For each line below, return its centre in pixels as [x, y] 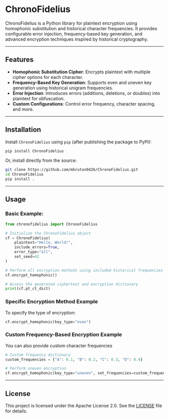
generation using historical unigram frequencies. [63, 88]
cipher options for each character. [48, 77]
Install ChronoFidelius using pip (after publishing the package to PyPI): [78, 142]
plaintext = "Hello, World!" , [44, 243]
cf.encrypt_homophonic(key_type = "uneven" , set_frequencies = [70, 373]
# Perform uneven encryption [36, 369]
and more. [23, 109]
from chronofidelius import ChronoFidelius [52, 224]
